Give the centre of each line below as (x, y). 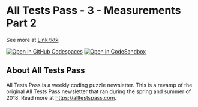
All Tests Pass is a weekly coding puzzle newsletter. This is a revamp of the (99, 85)
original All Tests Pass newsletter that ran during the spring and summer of (99, 91)
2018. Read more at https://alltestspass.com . (61, 97)
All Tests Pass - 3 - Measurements (94, 11)
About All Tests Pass (46, 71)
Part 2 (22, 23)
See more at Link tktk (32, 40)
